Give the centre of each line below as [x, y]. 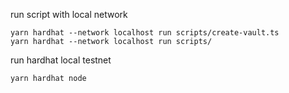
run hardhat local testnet [61, 60]
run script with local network [69, 14]
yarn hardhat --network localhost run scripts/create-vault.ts [145, 33]
